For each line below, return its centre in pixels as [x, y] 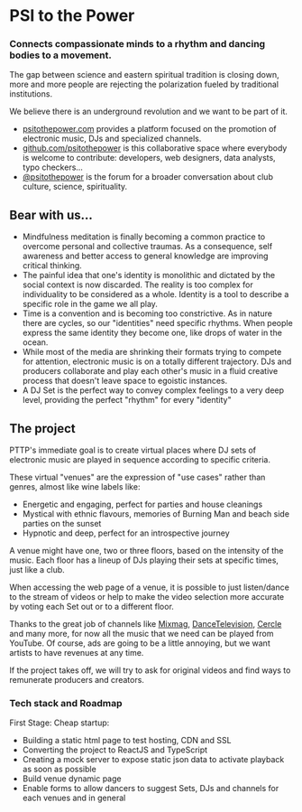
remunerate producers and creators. [77, 680]
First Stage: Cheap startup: [59, 723]
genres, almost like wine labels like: [75, 487]
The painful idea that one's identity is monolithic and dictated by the [149, 275]
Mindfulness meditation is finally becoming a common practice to [144, 237]
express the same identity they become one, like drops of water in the [152, 333]
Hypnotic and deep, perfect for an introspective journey [126, 533]
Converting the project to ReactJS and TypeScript [115, 750]
